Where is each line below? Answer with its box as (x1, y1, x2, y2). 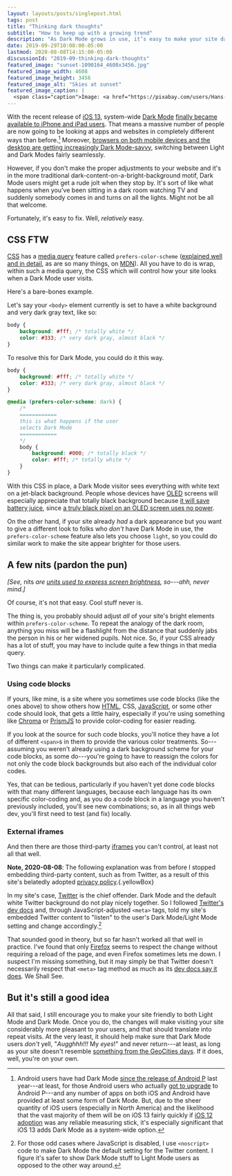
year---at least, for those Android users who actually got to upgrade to (17, 1081, 219, 1090)
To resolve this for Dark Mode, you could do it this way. (7, 353, 164, 361)
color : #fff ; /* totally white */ (32, 457, 131, 464)
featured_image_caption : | (7, 87, 85, 94)
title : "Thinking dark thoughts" (7, 23, 104, 30)
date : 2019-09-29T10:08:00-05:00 (7, 42, 104, 49)
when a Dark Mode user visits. (7, 274, 94, 283)
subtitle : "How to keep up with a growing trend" (7, 29, 153, 37)
